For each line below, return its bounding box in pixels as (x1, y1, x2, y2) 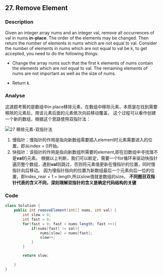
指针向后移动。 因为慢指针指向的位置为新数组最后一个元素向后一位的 (12, 167, 150, 173)
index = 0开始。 (29, 143, 61, 149)
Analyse (5, 92, 25, 99)
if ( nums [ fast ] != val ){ (31, 226, 80, 231)
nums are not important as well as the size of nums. (12, 70, 116, 76)
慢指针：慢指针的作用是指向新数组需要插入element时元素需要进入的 (12, 137, 148, 142)
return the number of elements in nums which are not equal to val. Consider (5, 40, 158, 46)
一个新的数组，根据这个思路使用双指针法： (5, 116, 91, 122)
